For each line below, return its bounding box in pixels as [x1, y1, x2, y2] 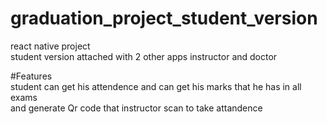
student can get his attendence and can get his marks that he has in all [10, 80, 302, 92]
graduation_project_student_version [10, 7, 318, 30]
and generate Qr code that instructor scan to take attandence [10, 102, 263, 114]
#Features [10, 70, 53, 82]
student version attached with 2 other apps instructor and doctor [10, 50, 278, 62]
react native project [10, 40, 91, 52]
